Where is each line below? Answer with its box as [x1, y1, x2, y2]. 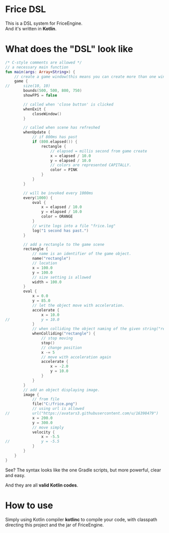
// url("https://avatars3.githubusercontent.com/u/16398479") [5, 411, 158, 416]
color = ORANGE [41, 214, 73, 219]
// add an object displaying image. [23, 387, 100, 392]
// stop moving [41, 336, 73, 341]
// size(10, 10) [5, 83, 51, 89]
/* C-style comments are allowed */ [5, 60, 82, 65]
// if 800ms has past [32, 135, 78, 140]
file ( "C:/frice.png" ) [32, 401, 78, 407]
